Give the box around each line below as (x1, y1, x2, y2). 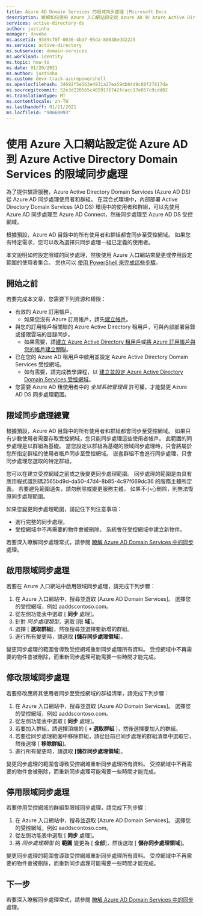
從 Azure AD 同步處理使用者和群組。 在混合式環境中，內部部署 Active (6, 196, 178, 203)
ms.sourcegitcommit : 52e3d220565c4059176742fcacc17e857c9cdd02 (6, 87, 168, 93)
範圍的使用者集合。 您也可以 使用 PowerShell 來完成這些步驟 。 (6, 259, 161, 266)
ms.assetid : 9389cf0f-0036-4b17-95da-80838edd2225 (6, 37, 136, 43)
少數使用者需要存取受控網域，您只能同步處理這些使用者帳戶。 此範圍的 (11, 434, 187, 442)
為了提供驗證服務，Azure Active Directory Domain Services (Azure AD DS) (6, 188, 191, 195)
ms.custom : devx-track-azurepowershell (6, 76, 106, 82)
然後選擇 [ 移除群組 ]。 (14, 740, 70, 747)
